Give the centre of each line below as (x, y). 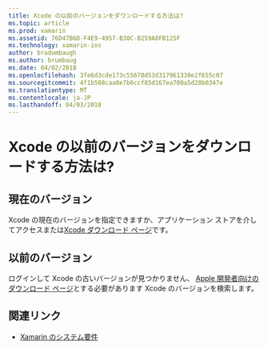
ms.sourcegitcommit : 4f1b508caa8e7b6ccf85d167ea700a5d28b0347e (116, 82)
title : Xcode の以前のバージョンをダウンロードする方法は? (96, 16)
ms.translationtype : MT (48, 90)
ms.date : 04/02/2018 (43, 68)
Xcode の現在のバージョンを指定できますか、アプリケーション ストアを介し (133, 220)
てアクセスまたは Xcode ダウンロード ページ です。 (90, 230)
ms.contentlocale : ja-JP (50, 98)
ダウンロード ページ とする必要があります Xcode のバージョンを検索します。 (133, 288)
